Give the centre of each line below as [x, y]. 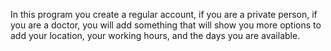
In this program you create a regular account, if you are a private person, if [164, 14]
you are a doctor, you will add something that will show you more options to [166, 25]
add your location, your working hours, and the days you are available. [155, 35]
